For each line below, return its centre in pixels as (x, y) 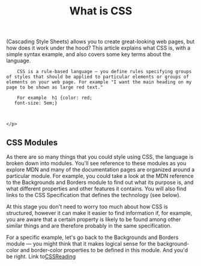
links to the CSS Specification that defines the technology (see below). (94, 195)
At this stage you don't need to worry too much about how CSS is (87, 207)
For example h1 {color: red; (55, 98)
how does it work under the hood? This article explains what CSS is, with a (98, 48)
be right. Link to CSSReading (41, 256)
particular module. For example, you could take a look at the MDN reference (100, 176)
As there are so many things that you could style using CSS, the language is (100, 157)
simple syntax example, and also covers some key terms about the (88, 55)
